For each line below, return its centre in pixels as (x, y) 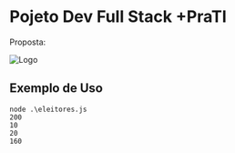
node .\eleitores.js (49, 109)
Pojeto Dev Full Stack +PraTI (118, 17)
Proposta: (28, 42)
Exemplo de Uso (56, 88)
